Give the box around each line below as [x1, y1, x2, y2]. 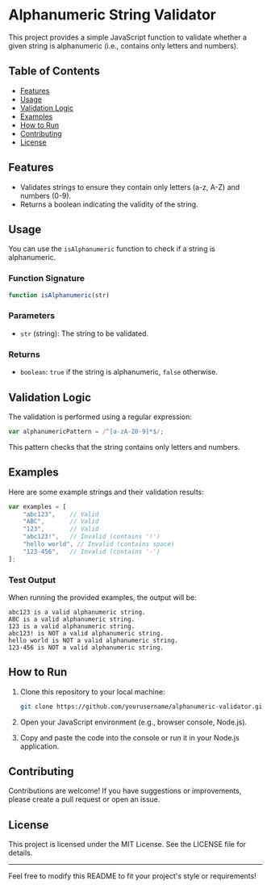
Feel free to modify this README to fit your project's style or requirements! [8, 871, 256, 881]
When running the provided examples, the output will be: [8, 592, 197, 602]
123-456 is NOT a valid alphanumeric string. [8, 644, 164, 652]
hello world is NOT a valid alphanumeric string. [8, 636, 179, 644]
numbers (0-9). [19, 191, 72, 200]
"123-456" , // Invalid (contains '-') [23, 547, 161, 556]
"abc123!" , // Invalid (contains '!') [23, 533, 161, 541]
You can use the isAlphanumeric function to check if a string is [8, 244, 215, 254]
